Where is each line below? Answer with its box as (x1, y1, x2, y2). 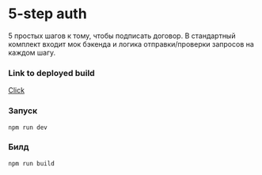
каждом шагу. (8, 48, 56, 57)
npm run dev (8, 124, 47, 131)
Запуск (8, 105, 38, 116)
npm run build (8, 159, 55, 167)
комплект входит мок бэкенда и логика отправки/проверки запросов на (8, 39, 255, 48)
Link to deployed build (8, 67, 95, 78)
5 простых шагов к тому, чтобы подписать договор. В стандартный (8, 31, 236, 40)
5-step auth (8, 5, 87, 23)
